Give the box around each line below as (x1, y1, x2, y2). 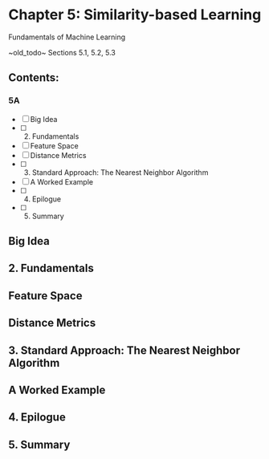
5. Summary (8, 437, 71, 451)
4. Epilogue (8, 411, 66, 424)
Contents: (8, 71, 59, 85)
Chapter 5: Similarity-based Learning (8, 6, 262, 24)
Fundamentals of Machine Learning (8, 32, 126, 42)
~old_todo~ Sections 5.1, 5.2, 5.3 (8, 47, 116, 57)
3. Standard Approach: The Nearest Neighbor (8, 343, 241, 357)
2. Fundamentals (8, 262, 94, 275)
